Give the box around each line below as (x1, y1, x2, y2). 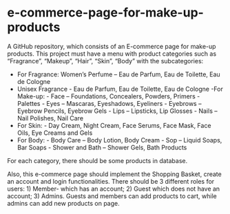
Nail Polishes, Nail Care (17, 114, 84, 122)
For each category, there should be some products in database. (7, 156, 188, 164)
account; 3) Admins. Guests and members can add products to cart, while (7, 191, 217, 200)
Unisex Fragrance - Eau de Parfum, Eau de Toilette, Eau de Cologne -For (17, 85, 224, 93)
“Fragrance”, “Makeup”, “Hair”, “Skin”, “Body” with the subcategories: (7, 56, 204, 65)
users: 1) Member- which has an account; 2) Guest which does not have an (7, 184, 220, 193)
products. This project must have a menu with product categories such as (7, 50, 217, 58)
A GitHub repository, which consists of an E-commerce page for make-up (7, 42, 216, 50)
